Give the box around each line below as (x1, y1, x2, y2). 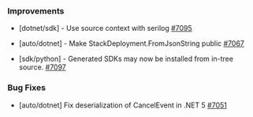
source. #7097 (18, 62, 66, 72)
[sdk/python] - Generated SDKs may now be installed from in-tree (18, 54, 234, 64)
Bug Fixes (7, 82, 47, 93)
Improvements (7, 6, 65, 17)
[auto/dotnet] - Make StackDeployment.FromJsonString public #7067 (18, 39, 245, 48)
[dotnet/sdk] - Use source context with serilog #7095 (18, 24, 192, 33)
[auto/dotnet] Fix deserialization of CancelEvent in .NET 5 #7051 (18, 100, 228, 110)
